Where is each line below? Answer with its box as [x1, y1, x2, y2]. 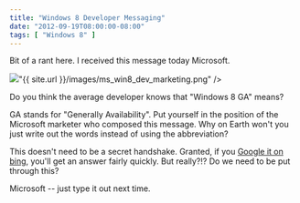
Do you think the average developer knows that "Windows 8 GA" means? [9, 92, 284, 103]
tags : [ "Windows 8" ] [9, 30, 96, 39]
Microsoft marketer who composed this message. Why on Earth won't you [9, 119, 290, 130]
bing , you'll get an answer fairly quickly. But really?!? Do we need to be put [9, 156, 291, 167]
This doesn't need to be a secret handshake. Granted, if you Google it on [9, 147, 284, 157]
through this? [9, 166, 59, 177]
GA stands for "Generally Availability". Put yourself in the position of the [9, 109, 279, 120]
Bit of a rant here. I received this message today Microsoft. [9, 56, 230, 66]
